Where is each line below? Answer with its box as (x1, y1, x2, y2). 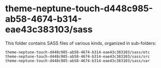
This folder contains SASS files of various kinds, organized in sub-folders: (5, 40, 157, 46)
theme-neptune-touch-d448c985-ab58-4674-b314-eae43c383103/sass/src (5, 54, 150, 59)
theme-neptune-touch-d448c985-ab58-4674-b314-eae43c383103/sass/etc (5, 50, 150, 55)
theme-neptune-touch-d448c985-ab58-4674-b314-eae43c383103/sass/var (5, 58, 150, 63)
